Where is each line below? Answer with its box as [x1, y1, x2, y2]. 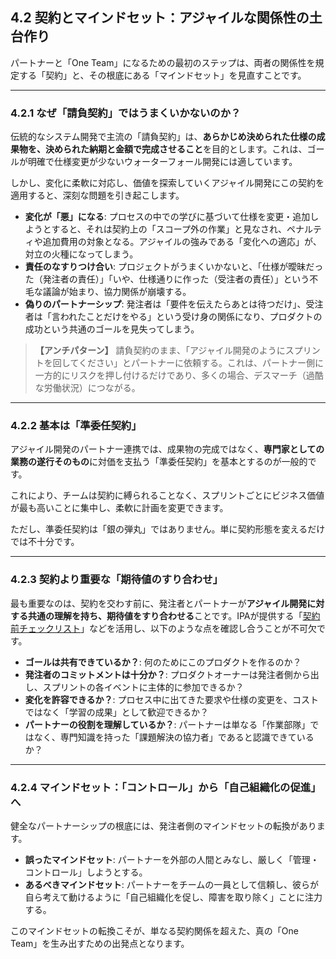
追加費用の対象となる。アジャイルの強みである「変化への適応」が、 [42, 236, 322, 248]
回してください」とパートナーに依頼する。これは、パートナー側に [52, 357, 324, 369]
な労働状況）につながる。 [34, 382, 141, 394]
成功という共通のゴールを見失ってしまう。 [24, 323, 200, 335]
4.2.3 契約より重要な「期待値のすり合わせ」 [10, 573, 223, 587]
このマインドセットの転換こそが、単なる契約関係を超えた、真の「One [10, 925, 299, 937]
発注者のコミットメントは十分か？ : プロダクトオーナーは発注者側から [24, 668, 311, 680]
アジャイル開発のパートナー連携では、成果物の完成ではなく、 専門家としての [10, 443, 325, 455]
